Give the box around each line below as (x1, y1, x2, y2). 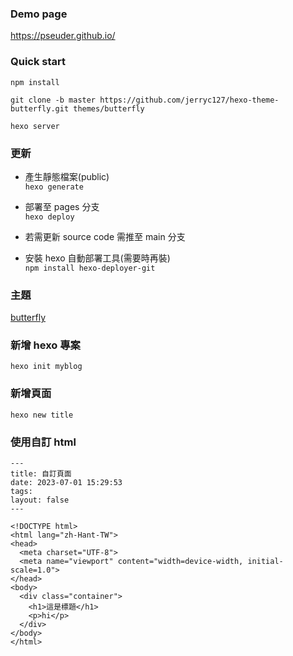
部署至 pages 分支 (24, 200, 100, 212)
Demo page (10, 7, 68, 21)
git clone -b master (10, 95, 97, 105)
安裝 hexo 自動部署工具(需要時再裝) (24, 252, 171, 264)
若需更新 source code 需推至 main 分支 (24, 230, 186, 242)
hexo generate (24, 182, 84, 192)
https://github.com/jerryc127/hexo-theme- (99, 95, 280, 105)
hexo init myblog (10, 362, 83, 372)
